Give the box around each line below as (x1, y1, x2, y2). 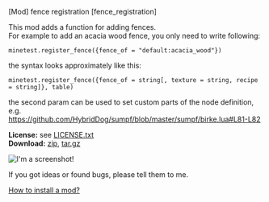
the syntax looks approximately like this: (8, 60, 141, 70)
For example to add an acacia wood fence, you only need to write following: (8, 31, 261, 40)
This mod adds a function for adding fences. (8, 23, 156, 31)
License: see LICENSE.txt (8, 130, 95, 139)
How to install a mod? (8, 185, 81, 195)
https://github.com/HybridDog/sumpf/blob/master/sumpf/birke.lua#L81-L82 (8, 114, 261, 124)
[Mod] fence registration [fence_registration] (8, 7, 158, 16)
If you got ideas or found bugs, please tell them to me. (8, 170, 189, 179)
